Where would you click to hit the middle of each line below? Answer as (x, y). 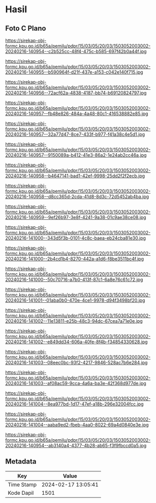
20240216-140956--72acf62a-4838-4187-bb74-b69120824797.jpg (76, 93)
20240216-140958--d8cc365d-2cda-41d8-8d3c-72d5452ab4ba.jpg (77, 197)
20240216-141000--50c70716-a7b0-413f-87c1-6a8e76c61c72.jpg (74, 280)
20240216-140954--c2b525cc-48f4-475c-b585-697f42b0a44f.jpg (76, 51)
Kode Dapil (21, 493)
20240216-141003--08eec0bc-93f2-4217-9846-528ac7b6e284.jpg (76, 363)
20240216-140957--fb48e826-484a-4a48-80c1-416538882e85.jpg (77, 114)
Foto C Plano (26, 28)
